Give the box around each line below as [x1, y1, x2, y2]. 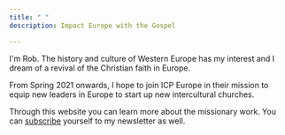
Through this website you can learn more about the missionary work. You [9, 106, 277, 116]
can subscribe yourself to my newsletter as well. [9, 116, 186, 126]
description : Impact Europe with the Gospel [9, 21, 176, 30]
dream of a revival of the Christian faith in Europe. [9, 63, 191, 73]
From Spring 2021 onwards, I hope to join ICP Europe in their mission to [9, 79, 269, 90]
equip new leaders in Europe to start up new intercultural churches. [9, 89, 255, 100]
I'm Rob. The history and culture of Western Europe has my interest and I [9, 53, 275, 64]
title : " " [9, 12, 50, 22]
